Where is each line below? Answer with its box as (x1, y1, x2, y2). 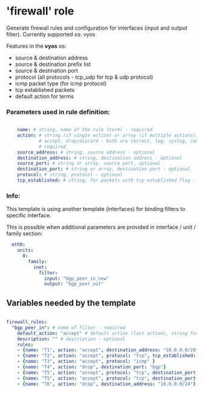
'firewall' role (6, 4, 74, 18)
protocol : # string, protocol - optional (17, 172, 123, 178)
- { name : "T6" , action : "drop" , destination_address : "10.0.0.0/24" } (17, 381, 196, 387)
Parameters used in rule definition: (6, 108, 111, 116)
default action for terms (14, 93, 74, 100)
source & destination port (14, 67, 79, 74)
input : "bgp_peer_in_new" (44, 275, 110, 282)
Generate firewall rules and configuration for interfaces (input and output (6, 24, 188, 31)
